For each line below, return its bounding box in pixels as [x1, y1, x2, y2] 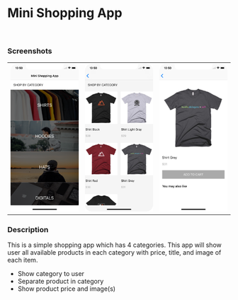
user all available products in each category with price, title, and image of [7, 248, 222, 256]
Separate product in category [17, 277, 104, 285]
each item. [7, 255, 38, 264]
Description [7, 224, 49, 234]
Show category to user [17, 269, 85, 277]
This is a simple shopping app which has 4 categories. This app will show [7, 241, 222, 249]
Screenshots [7, 46, 52, 56]
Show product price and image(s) [17, 284, 115, 293]
